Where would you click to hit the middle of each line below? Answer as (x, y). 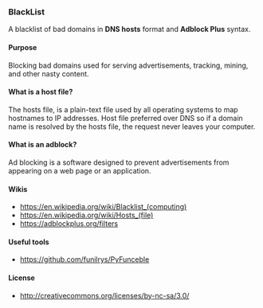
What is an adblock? (43, 145)
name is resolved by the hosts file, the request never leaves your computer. (132, 127)
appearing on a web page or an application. (80, 170)
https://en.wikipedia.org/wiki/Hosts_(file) (86, 215)
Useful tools (29, 242)
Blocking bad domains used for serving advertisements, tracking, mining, (128, 65)
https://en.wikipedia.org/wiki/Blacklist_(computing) (103, 207)
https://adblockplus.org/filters (69, 224)
